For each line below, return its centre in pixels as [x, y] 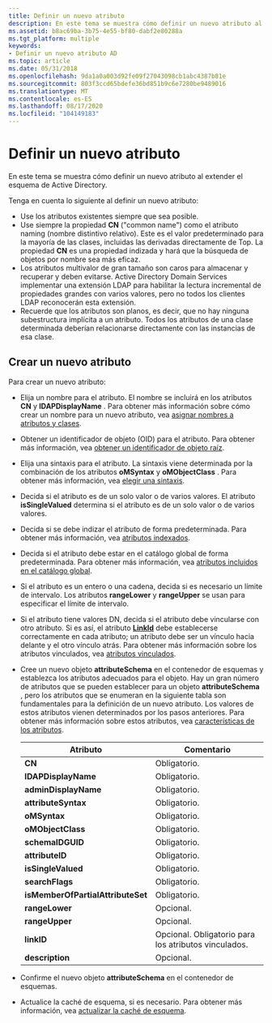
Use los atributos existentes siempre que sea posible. [109, 216]
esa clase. [37, 336]
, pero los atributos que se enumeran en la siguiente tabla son [123, 695]
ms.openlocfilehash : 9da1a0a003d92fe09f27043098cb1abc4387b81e [117, 76]
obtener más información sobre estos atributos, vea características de [137, 721]
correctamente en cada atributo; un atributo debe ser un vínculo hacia [137, 636]
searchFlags [49, 881]
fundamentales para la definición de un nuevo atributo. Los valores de [137, 703]
